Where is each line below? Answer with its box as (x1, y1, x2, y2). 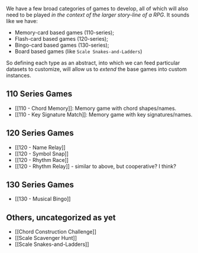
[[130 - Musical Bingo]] (14, 195, 71, 203)
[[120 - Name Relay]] (14, 144, 66, 151)
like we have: (6, 18, 38, 24)
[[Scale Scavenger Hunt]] (14, 235, 77, 242)
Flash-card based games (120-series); (14, 35, 108, 42)
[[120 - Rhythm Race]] (14, 156, 69, 163)
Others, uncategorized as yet (6, 212, 116, 222)
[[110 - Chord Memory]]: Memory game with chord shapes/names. (14, 105, 177, 112)
